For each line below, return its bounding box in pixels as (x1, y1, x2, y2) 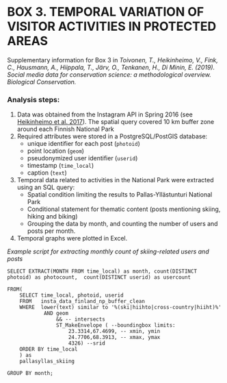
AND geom (43, 310, 69, 317)
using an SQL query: (16, 183, 75, 192)
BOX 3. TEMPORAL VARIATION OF (7, 4, 204, 20)
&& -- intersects (55, 316, 106, 323)
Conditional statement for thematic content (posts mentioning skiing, (27, 205, 221, 213)
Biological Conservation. (7, 77, 77, 86)
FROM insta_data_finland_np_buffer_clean (19, 298, 146, 305)
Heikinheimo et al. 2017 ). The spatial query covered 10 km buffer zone (16, 118, 215, 126)
